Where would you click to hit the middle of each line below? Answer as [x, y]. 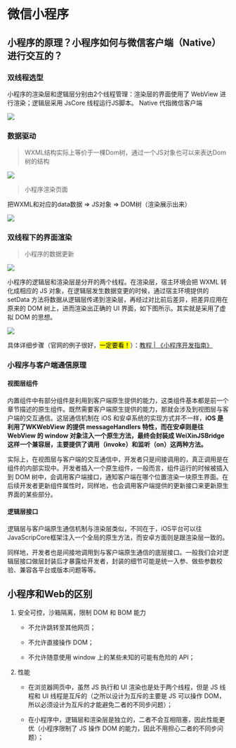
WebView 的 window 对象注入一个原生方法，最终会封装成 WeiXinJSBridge [116, 435]
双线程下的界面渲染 [40, 237]
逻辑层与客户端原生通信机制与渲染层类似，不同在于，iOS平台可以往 [105, 528]
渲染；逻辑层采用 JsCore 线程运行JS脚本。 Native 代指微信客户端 [108, 103]
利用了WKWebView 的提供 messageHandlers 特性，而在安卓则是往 [105, 426]
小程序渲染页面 [46, 190]
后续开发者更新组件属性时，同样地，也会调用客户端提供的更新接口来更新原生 [118, 485]
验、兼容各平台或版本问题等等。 [53, 570]
